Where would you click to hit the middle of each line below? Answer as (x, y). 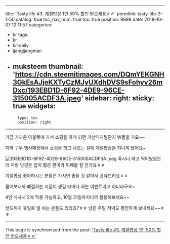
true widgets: (34, 106)
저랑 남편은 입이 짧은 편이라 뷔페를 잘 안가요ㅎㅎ (58, 165)
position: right (34, 122)
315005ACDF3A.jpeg (47, 98)
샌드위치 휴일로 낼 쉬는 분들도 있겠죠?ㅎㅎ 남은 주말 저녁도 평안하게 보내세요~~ (83, 208)
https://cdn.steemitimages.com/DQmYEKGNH (90, 75)
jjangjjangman (27, 51)
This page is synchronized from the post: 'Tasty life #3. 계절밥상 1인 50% (80, 230)
